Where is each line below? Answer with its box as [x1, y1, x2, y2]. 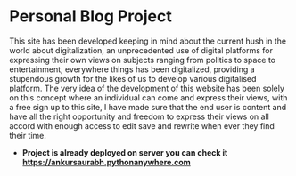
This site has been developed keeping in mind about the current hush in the [9, 36, 287, 46]
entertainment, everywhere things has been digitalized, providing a [9, 64, 256, 75]
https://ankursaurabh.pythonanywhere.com [21, 156, 192, 167]
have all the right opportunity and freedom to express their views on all [9, 111, 269, 122]
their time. [9, 130, 47, 140]
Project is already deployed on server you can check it [21, 147, 228, 157]
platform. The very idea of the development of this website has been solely [9, 83, 285, 93]
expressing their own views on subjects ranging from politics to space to [9, 54, 276, 65]
